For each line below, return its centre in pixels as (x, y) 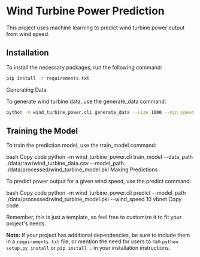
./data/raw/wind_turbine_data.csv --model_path (65, 164)
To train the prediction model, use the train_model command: (81, 146)
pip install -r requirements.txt (48, 78)
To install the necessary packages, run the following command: (84, 67)
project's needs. (26, 223)
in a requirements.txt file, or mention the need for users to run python (92, 241)
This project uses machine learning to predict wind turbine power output (96, 28)
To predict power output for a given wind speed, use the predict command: (99, 182)
